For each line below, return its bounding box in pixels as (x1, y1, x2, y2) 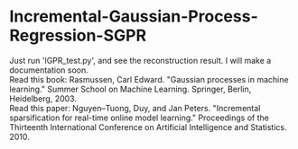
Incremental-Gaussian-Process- (9, 6, 259, 27)
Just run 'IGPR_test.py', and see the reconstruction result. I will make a (9, 55, 272, 66)
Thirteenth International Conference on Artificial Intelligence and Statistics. (9, 121, 287, 132)
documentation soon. (9, 65, 88, 75)
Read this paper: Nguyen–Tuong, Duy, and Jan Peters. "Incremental (9, 102, 261, 113)
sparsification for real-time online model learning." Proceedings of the (9, 112, 269, 123)
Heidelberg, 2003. (9, 92, 77, 104)
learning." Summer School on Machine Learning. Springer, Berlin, (9, 83, 252, 94)
